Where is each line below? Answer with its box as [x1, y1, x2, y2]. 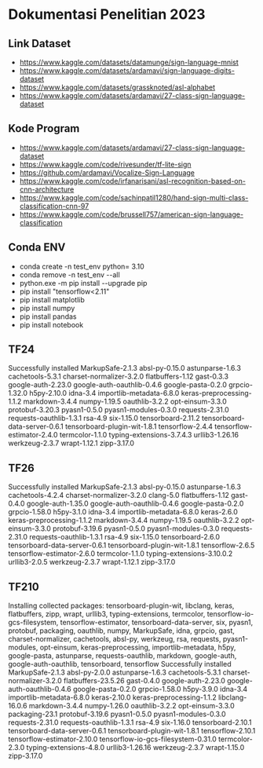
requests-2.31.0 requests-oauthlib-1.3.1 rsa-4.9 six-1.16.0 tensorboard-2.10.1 [8, 718, 252, 727]
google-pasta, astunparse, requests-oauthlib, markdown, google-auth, [8, 651, 237, 660]
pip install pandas [19, 312, 77, 321]
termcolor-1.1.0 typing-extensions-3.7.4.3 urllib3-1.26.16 [59, 430, 239, 440]
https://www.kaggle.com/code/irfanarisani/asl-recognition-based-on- [19, 176, 246, 185]
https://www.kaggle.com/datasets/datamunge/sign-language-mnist [19, 57, 239, 67]
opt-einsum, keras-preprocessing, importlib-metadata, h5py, [39, 642, 236, 653]
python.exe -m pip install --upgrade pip [19, 278, 148, 287]
